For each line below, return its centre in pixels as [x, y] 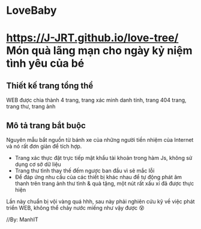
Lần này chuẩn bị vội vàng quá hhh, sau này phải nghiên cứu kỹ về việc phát [100, 201]
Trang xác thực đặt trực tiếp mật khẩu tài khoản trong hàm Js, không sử [103, 158]
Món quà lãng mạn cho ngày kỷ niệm [100, 51]
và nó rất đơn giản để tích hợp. [44, 146]
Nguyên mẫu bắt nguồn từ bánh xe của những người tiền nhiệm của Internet [100, 140]
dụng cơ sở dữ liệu [38, 164]
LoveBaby [31, 11]
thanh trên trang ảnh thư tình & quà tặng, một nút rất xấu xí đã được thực [104, 183]
